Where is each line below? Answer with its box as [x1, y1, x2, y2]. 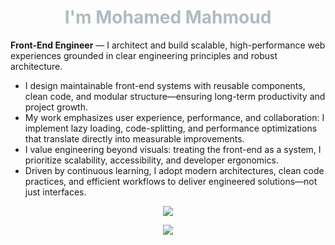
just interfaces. [24, 186, 87, 198]
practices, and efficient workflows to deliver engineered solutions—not [24, 175, 318, 187]
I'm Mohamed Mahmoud [64, 6, 272, 29]
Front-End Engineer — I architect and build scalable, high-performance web [10, 39, 326, 51]
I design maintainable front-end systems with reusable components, [24, 79, 306, 91]
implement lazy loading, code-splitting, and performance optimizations [24, 122, 318, 134]
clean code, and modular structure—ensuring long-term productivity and [24, 90, 326, 102]
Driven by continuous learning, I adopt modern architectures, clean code [24, 164, 325, 176]
